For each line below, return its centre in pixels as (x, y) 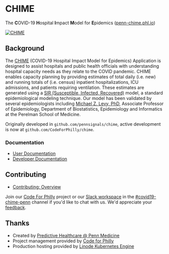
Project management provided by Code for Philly (63, 241)
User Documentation (34, 154)
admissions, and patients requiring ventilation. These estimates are (75, 87)
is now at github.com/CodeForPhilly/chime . (50, 129)
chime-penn (18, 202)
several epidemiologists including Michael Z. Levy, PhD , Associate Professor (84, 104)
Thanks (17, 223)
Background (25, 48)
